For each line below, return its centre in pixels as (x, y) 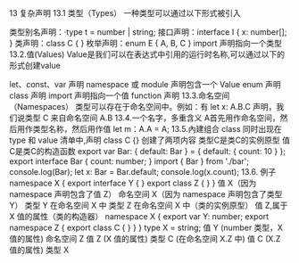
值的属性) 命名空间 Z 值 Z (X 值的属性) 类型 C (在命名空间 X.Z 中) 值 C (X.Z (145, 238)
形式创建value (35, 66)
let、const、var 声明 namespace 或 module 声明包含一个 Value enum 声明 (145, 84)
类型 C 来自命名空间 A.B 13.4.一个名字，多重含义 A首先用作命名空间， (153, 118)
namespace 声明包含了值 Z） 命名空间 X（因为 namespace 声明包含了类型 (146, 194)
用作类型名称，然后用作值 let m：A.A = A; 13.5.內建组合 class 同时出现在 (149, 129)
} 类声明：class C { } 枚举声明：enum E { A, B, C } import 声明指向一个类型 (146, 43)
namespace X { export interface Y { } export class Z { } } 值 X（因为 (133, 183)
